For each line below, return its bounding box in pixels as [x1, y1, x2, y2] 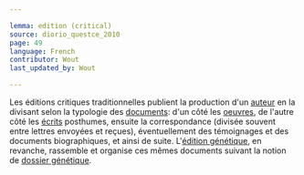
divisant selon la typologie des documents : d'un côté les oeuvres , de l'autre [9, 107, 294, 117]
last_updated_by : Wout [9, 64, 96, 73]
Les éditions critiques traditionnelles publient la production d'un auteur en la [9, 97, 296, 108]
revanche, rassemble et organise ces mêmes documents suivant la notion [9, 145, 287, 156]
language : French [9, 46, 76, 56]
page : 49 [9, 38, 43, 47]
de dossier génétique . [9, 155, 92, 165]
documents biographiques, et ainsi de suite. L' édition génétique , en [9, 136, 262, 146]
